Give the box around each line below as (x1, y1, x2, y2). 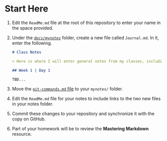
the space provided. (11, 25, 53, 31)
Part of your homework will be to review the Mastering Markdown (11, 126, 149, 132)
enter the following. (11, 40, 52, 46)
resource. (11, 131, 32, 137)
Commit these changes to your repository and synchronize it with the (11, 111, 154, 117)
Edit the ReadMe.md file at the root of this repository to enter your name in (11, 20, 161, 26)
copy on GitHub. (11, 116, 46, 122)
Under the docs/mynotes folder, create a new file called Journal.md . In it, (11, 35, 159, 41)
